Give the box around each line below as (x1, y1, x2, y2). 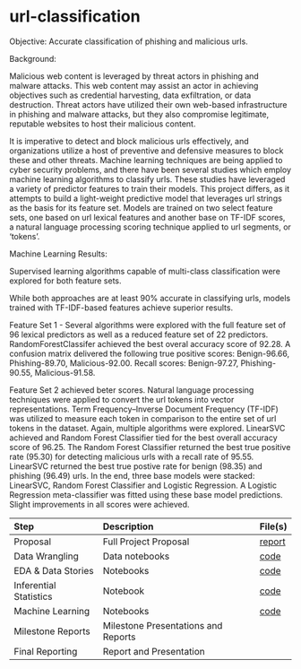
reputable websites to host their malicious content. (9, 118, 196, 129)
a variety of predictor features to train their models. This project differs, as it (9, 183, 289, 194)
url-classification (9, 6, 141, 27)
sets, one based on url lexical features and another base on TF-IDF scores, (9, 212, 286, 222)
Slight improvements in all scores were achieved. (9, 499, 190, 509)
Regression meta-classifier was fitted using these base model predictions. (9, 489, 284, 500)
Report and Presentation (102, 645, 206, 657)
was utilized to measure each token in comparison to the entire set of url (9, 413, 277, 423)
